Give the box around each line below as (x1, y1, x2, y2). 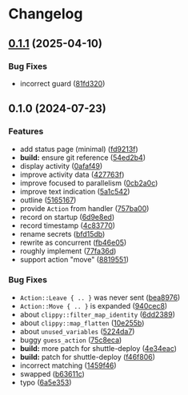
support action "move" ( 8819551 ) (19, 254, 130, 264)
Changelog (8, 5, 83, 23)
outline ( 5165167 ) (19, 195, 77, 205)
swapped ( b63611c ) (19, 369, 86, 378)
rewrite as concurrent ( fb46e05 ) (19, 237, 127, 247)
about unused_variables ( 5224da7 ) (19, 326, 135, 336)
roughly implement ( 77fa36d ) (19, 245, 117, 256)
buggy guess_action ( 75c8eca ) (19, 335, 122, 345)
